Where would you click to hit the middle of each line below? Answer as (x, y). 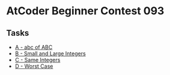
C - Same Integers (38, 60)
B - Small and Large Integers (50, 54)
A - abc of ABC (34, 47)
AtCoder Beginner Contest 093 (85, 11)
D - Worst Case (34, 66)
